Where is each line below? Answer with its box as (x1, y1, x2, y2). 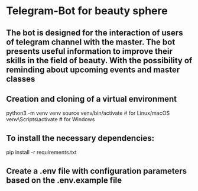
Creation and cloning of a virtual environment (6, 93, 177, 104)
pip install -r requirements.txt (6, 149, 77, 156)
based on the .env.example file (6, 175, 122, 185)
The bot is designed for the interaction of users (6, 28, 183, 38)
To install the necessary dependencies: (6, 133, 155, 143)
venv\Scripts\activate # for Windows (6, 116, 95, 123)
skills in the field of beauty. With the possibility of (6, 55, 193, 66)
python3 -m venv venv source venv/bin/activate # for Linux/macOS (6, 109, 170, 116)
